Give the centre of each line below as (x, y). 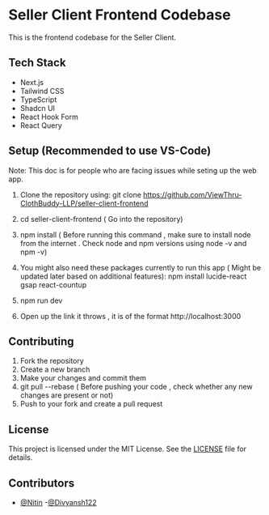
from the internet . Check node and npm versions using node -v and (133, 243)
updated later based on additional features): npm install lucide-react (133, 276)
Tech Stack (37, 63)
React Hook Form (49, 117)
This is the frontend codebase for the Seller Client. (92, 37)
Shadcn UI (37, 108)
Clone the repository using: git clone (80, 194)
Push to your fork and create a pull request (91, 404)
